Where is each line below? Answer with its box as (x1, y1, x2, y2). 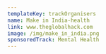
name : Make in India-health (7, 17, 90, 24)
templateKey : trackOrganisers (7, 10, 97, 18)
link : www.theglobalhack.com (7, 23, 93, 30)
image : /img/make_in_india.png (7, 29, 100, 37)
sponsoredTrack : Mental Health (7, 36, 100, 43)
